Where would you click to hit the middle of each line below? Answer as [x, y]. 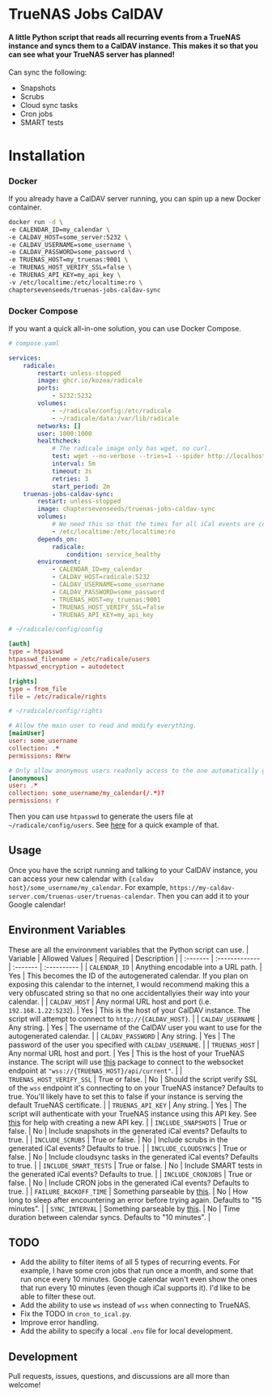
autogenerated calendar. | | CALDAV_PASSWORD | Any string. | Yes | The [122, 1035]
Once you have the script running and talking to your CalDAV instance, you [133, 870]
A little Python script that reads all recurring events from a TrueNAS [125, 37]
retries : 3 [70, 479]
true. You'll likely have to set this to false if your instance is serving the [126, 1096]
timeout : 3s [72, 471]
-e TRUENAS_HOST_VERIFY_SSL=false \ [70, 268]
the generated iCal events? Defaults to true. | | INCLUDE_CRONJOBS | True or [130, 1173]
